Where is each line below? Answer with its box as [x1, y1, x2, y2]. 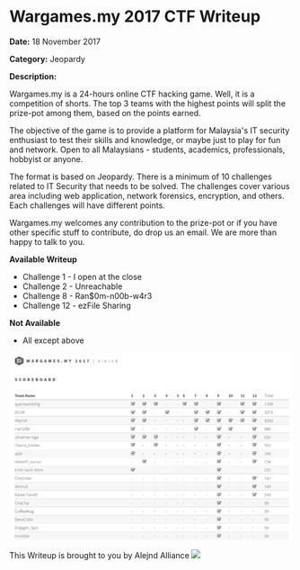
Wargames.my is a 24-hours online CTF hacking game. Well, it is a [9, 88, 255, 99]
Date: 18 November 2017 [9, 36, 101, 47]
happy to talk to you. [9, 236, 85, 247]
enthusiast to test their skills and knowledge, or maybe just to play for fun [9, 134, 281, 145]
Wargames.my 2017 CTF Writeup [9, 6, 261, 27]
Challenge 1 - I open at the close [22, 271, 142, 282]
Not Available [9, 317, 61, 328]
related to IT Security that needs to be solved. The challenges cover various [9, 180, 290, 191]
